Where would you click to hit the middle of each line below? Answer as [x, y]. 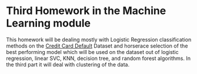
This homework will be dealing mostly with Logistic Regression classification [99, 39]
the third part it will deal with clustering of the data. [68, 64]
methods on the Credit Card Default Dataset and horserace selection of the [97, 46]
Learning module [49, 23]
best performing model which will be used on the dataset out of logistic [93, 52]
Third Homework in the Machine [86, 11]
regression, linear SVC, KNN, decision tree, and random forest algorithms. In [98, 58]
